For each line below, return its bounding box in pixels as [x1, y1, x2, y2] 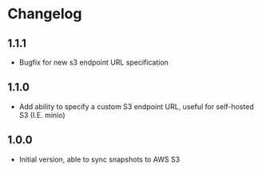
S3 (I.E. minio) [18, 110, 65, 119]
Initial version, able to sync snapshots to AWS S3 [18, 154, 181, 164]
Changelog [7, 5, 82, 23]
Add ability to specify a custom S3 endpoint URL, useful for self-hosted [18, 101, 255, 111]
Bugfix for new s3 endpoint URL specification [18, 57, 169, 67]
